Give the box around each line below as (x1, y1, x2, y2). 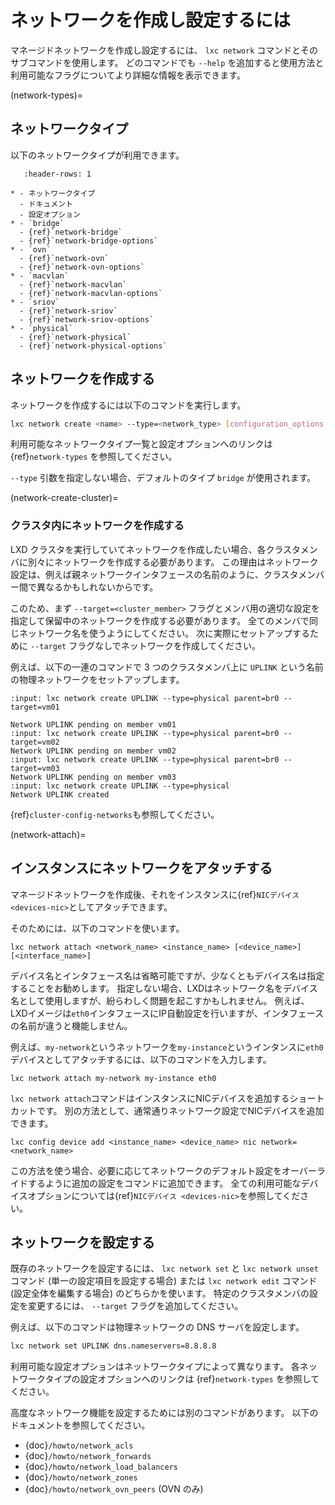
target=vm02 (10, 737, 60, 747)
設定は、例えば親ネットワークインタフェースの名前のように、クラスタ (10, 568, 299, 580)
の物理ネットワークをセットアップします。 (10, 673, 185, 685)
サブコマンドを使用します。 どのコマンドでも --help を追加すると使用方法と (10, 56, 325, 68)
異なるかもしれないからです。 (36, 581, 159, 593)
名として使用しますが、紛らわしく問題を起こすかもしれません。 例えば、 (10, 994, 310, 1006)
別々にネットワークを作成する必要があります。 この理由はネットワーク (27, 556, 319, 568)
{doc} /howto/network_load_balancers (24, 1461, 178, 1473)
